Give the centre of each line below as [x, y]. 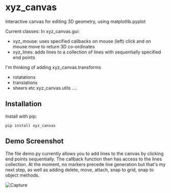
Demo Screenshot [34, 141]
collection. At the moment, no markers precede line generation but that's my [86, 164]
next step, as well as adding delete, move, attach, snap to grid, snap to [80, 170]
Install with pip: [21, 116]
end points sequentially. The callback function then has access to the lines [84, 159]
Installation [23, 104]
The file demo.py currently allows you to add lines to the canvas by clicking [84, 153]
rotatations [24, 77]
